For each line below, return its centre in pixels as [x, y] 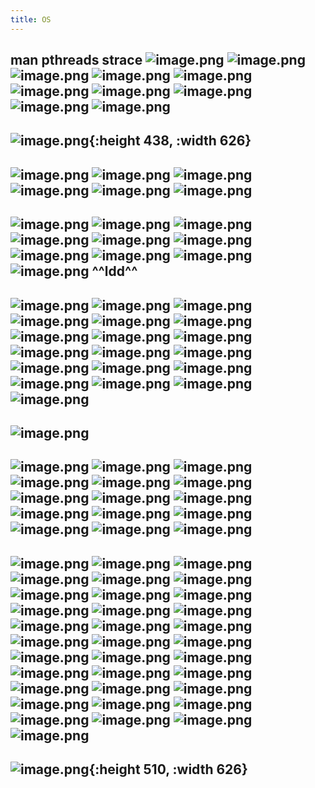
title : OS [31, 19]
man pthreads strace [76, 60]
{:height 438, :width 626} [170, 141]
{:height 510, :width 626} [168, 769]
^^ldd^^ [114, 271]
